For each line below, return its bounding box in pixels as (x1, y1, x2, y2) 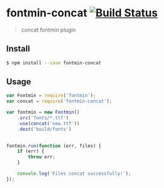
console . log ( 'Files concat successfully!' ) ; (17, 170, 131, 177)
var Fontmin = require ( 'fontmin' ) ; (6, 93, 96, 99)
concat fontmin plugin (21, 26, 76, 33)
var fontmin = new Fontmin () (6, 109, 80, 115)
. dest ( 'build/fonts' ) (17, 126, 71, 132)
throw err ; (28, 154, 56, 160)
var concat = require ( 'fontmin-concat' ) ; (6, 98, 113, 104)
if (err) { (17, 149, 45, 155)
